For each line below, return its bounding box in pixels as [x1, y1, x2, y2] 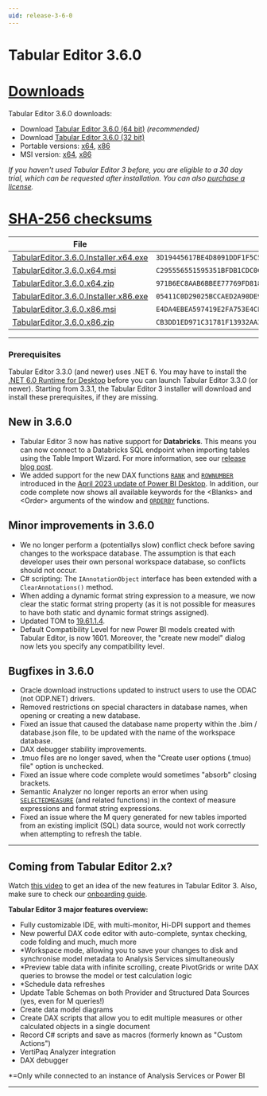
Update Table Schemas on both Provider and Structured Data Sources [19, 988, 250, 997]
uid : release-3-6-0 [8, 11, 73, 20]
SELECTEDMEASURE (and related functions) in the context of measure [19, 795, 236, 805]
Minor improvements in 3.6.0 [8, 519, 155, 532]
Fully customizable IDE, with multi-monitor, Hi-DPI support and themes [19, 920, 251, 930]
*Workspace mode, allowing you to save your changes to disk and [19, 946, 238, 955]
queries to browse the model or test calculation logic [19, 971, 192, 981]
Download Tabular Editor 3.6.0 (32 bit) [19, 132, 145, 142]
